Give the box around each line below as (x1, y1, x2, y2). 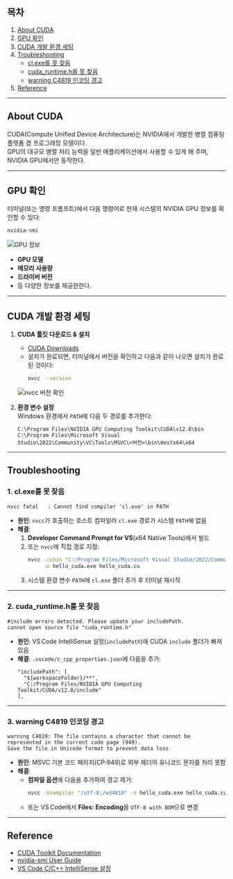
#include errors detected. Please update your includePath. (7, 618, 185, 625)
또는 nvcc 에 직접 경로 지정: (27, 542, 99, 551)
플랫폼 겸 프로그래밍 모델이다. (7, 138, 87, 147)
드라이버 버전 (17, 273, 53, 281)
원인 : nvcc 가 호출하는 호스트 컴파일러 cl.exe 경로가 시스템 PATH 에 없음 (17, 516, 207, 524)
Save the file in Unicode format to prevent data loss (7, 745, 169, 752)
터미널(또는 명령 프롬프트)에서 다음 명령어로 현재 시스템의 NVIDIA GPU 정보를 (7, 205, 217, 213)
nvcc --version (27, 375, 71, 382)
